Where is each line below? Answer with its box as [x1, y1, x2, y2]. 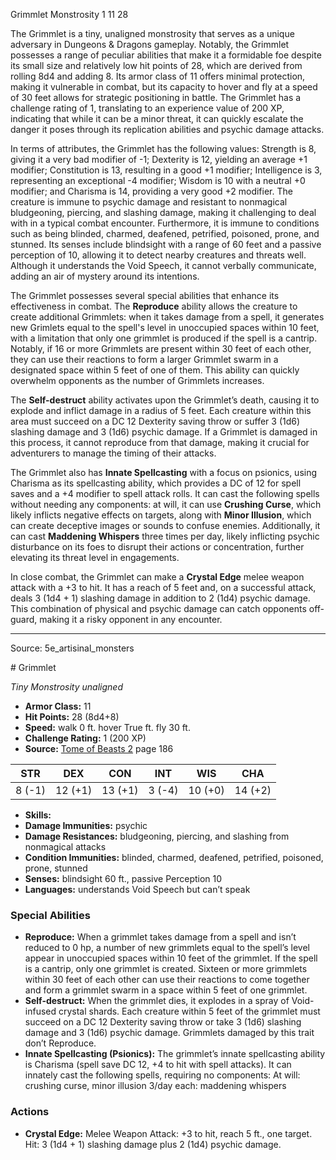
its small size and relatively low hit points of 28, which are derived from [10, 60, 303, 71]
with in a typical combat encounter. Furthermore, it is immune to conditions [10, 217, 320, 229]
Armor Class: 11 [24, 700, 92, 712]
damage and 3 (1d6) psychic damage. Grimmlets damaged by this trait [24, 1027, 315, 1039]
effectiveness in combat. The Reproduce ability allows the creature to [10, 300, 298, 312]
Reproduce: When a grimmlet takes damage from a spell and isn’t [24, 931, 297, 943]
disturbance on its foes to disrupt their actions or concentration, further [10, 541, 305, 553]
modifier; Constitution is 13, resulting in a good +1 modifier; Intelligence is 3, [10, 164, 323, 176]
